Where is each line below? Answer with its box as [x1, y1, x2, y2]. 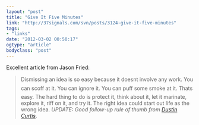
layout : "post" [6, 8, 44, 15]
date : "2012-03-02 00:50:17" [6, 36, 78, 42]
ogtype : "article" [6, 42, 52, 48]
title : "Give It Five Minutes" [6, 14, 84, 20]
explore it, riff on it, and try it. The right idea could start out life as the [20, 99, 190, 107]
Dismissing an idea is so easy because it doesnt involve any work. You [20, 76, 194, 83]
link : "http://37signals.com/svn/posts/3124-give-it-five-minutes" [6, 20, 177, 26]
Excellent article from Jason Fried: [6, 64, 90, 71]
